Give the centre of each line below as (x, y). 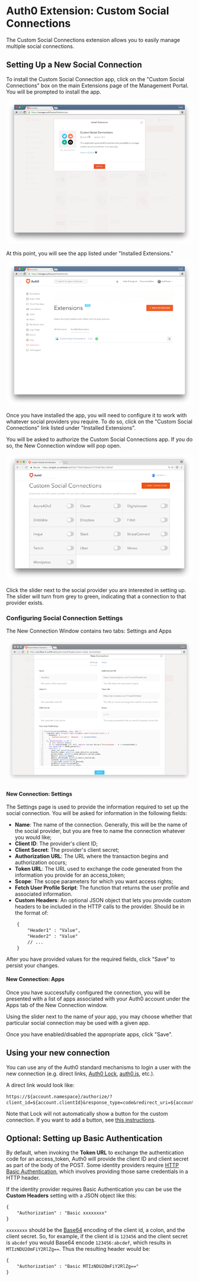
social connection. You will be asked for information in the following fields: (97, 813)
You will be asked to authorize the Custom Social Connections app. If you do (99, 439)
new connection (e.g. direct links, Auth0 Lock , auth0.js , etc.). (81, 1074)
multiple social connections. (40, 46)
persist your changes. (33, 966)
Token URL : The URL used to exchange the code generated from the (98, 869)
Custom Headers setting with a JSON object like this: (71, 1196)
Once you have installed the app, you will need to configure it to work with (97, 415)
